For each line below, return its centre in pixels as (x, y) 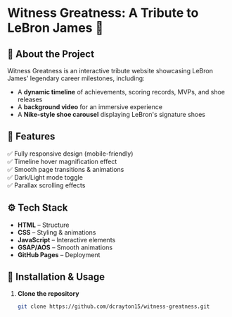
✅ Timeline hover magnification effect (62, 161)
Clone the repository (48, 294)
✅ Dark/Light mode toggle (45, 177)
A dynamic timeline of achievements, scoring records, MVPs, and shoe (121, 92)
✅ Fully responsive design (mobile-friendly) (70, 154)
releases (30, 99)
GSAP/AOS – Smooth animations (65, 247)
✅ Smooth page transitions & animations (66, 169)
